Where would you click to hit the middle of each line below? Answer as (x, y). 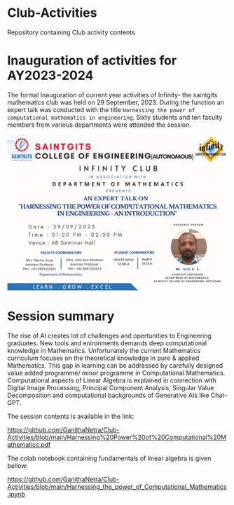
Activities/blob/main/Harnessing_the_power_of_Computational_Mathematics (117, 486)
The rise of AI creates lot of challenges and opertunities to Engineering (109, 335)
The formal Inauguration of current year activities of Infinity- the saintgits (112, 95)
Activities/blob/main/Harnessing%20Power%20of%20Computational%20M (117, 437)
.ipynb (16, 494)
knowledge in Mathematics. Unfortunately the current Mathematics (104, 350)
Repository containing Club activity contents (71, 32)
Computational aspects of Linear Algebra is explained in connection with (112, 380)
